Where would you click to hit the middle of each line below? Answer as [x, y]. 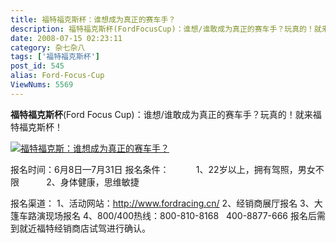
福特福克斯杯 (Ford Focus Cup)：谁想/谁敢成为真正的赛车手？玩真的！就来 [161, 114]
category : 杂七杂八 [48, 47]
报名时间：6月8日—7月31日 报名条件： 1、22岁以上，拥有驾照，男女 [163, 169]
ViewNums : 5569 [42, 85]
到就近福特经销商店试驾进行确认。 [80, 228]
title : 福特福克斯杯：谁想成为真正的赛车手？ [93, 19]
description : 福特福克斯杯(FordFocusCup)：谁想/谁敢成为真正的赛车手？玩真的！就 [166, 29]
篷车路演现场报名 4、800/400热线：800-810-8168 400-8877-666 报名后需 [168, 215]
